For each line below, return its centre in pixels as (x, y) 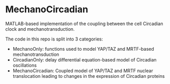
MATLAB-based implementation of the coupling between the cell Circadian (84, 24)
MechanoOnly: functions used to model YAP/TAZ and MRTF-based (83, 49)
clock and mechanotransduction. (40, 29)
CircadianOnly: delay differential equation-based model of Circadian (85, 59)
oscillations (25, 65)
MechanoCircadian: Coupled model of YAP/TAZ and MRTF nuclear (83, 71)
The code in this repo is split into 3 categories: (54, 39)
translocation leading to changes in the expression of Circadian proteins (89, 76)
